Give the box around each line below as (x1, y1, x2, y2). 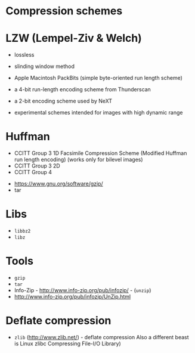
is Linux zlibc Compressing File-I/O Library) (14, 340, 122, 347)
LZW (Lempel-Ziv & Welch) (5, 32, 143, 45)
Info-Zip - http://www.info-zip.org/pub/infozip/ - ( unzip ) (14, 286, 151, 293)
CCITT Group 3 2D (14, 162, 60, 169)
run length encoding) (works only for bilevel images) (14, 156, 144, 163)
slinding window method (14, 63, 75, 70)
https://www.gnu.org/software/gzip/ (14, 180, 104, 187)
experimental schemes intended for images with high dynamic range (14, 109, 183, 116)
